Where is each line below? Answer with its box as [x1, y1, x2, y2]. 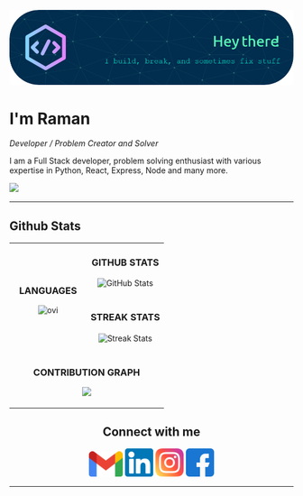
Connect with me [102, 424, 201, 439]
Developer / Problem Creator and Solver [9, 138, 159, 149]
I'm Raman [9, 108, 91, 129]
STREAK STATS [89, 311, 161, 324]
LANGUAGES [19, 284, 78, 297]
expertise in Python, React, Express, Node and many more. [9, 165, 228, 176]
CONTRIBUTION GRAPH [32, 366, 141, 379]
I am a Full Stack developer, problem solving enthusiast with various [9, 155, 262, 167]
